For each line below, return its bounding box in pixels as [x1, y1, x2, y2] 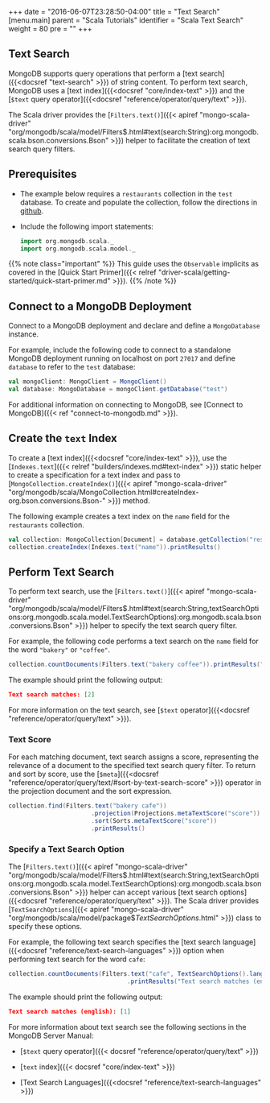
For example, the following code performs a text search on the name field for [8, 636, 259, 647]
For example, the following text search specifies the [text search [8, 937, 221, 947]
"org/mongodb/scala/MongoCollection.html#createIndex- [8, 487, 199, 497]
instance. [8, 329, 39, 339]
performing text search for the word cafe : [8, 954, 146, 965]
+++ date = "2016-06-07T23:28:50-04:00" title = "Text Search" [8, 7, 221, 16]
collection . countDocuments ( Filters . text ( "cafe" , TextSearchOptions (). [8, 970, 250, 978]
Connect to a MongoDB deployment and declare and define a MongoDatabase [8, 321, 260, 331]
